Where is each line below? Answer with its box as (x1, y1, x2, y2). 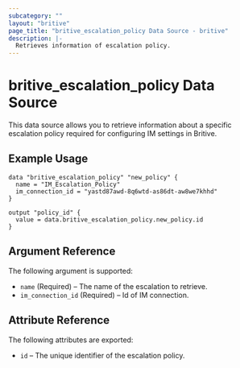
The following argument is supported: (8, 266, 133, 275)
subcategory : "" (8, 11, 63, 20)
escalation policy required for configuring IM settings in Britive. (8, 129, 217, 139)
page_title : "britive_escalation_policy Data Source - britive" (8, 27, 229, 35)
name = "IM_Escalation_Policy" (15, 180, 121, 188)
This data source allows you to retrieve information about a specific (8, 120, 232, 130)
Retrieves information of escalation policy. (15, 42, 172, 50)
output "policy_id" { (8, 209, 81, 217)
